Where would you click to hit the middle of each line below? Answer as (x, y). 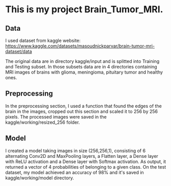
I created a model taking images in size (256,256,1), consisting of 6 (76, 150)
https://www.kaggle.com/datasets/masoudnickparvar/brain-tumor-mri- (80, 46)
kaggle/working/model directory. (40, 178)
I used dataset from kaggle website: (43, 40)
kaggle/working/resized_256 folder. (43, 122)
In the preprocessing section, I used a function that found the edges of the (83, 106)
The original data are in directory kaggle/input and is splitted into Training (82, 61)
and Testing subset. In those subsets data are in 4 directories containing (81, 67)
